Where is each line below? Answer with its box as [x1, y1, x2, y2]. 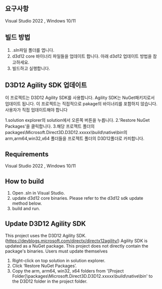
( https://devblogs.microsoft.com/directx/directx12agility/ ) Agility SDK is [5, 238, 148, 244]
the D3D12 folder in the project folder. [12, 278, 88, 284]
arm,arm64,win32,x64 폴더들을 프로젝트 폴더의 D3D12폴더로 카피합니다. [5, 135, 144, 141]
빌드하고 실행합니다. [12, 65, 50, 71]
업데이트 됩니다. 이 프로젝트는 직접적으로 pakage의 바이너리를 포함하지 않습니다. [5, 101, 158, 107]
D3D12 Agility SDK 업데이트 [5, 81, 87, 89]
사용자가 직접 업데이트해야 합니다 [5, 107, 68, 113]
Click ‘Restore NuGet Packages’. [12, 263, 77, 269]
